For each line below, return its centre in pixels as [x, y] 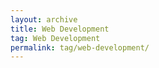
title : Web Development [60, 29]
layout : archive [44, 19]
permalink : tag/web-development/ [80, 47]
